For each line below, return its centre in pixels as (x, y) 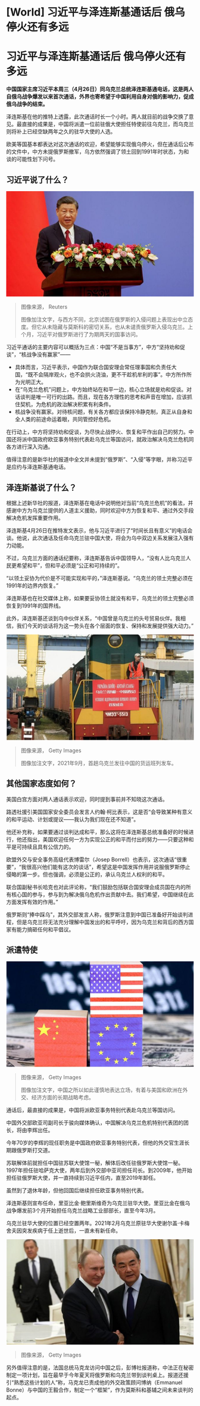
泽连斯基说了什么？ (41, 487)
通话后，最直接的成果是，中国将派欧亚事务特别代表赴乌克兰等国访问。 (92, 1110)
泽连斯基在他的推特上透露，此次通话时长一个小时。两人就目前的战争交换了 (97, 117)
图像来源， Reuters (44, 307)
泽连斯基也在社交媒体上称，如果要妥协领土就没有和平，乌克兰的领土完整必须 (100, 598)
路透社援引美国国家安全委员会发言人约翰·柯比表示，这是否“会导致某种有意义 (99, 812)
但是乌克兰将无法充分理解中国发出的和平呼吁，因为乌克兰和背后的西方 (102, 922)
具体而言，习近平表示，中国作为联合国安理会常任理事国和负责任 (93, 367)
